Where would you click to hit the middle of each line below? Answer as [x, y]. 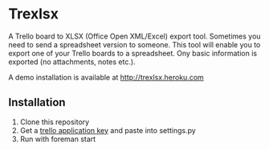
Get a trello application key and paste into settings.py [108, 130]
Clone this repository [55, 122]
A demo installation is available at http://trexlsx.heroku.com [106, 77]
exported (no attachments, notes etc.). [72, 62]
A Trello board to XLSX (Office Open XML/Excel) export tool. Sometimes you [134, 36]
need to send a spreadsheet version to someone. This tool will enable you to [134, 44]
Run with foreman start [58, 139]
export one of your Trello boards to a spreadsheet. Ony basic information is [133, 53]
